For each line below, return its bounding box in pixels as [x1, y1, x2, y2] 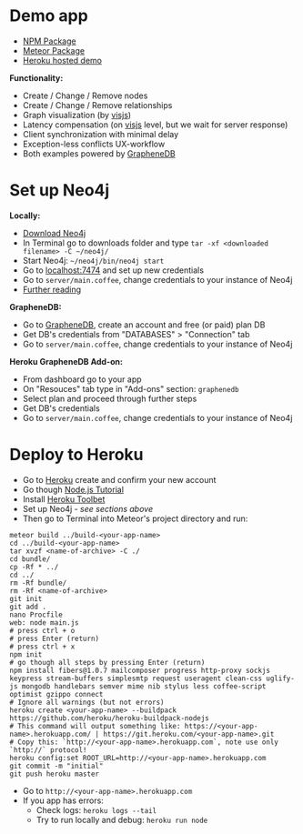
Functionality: [9, 72, 64, 83]
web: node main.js [9, 618, 79, 628]
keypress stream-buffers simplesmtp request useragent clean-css [9, 674, 262, 683]
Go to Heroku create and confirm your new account [22, 474, 217, 485]
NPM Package [22, 35, 76, 46]
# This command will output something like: [9, 721, 181, 730]
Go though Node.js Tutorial [22, 484, 125, 495]
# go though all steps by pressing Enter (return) [9, 658, 206, 667]
